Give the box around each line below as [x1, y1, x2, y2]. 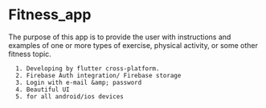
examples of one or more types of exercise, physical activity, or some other [8, 40, 259, 50]
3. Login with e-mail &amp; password [15, 78, 142, 86]
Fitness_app [8, 6, 92, 24]
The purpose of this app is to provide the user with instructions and [8, 32, 231, 42]
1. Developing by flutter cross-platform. [15, 64, 160, 73]
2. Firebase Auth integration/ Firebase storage [15, 71, 182, 79]
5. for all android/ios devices [15, 92, 125, 101]
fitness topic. [8, 49, 52, 58]
